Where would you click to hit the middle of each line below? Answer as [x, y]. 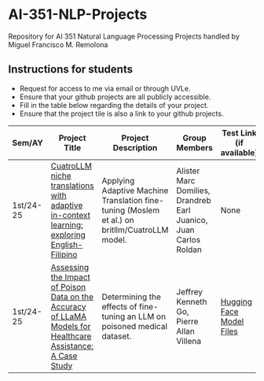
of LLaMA [69, 316]
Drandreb [194, 200]
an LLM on [147, 316]
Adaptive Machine [135, 190]
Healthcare [71, 336]
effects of [119, 306]
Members [195, 147]
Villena [189, 341]
